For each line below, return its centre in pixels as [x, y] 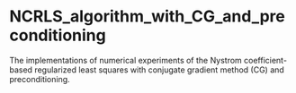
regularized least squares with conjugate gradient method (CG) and [160, 70]
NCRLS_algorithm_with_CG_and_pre [147, 17]
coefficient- [266, 60]
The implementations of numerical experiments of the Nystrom [126, 60]
